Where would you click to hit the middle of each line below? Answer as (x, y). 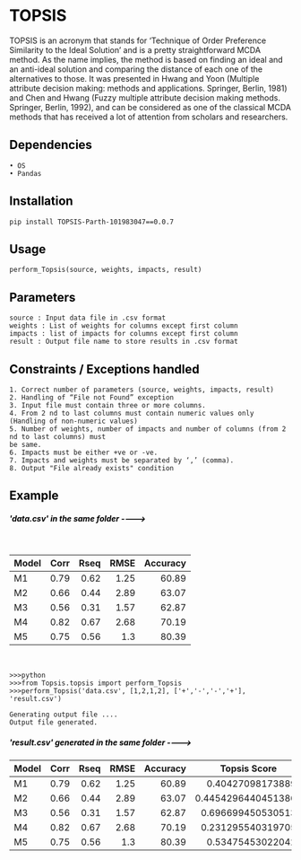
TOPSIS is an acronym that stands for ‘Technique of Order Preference (138, 40)
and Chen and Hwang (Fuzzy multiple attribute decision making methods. (145, 97)
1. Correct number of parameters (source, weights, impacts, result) (142, 390)
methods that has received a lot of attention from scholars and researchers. (149, 117)
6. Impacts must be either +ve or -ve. (84, 452)
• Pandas (26, 173)
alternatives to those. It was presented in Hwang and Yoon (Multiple (134, 78)
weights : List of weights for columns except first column (124, 326)
